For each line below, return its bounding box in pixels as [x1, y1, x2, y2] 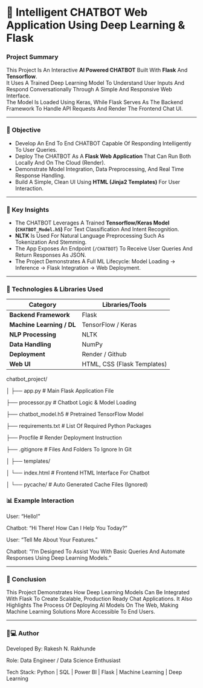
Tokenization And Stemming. [14, 238, 87, 246]
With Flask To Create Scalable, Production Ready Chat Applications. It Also [6, 595, 193, 602]
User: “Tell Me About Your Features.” [6, 536, 98, 543]
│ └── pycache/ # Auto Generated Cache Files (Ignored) [6, 481, 148, 488]
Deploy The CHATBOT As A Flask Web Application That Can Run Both [14, 152, 192, 160]
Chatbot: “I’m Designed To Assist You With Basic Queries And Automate [6, 548, 185, 555]
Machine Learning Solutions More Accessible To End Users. [6, 608, 155, 615]
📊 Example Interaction [6, 496, 74, 505]
